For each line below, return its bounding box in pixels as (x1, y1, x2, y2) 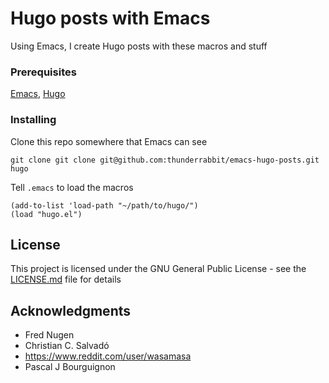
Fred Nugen (24, 329, 75, 341)
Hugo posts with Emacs (10, 7, 211, 30)
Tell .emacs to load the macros (10, 181, 134, 193)
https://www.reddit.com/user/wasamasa (24, 350, 192, 362)
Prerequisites (10, 65, 77, 79)
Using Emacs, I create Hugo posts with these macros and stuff (10, 40, 268, 52)
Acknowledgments (10, 302, 132, 319)
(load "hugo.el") (10, 209, 83, 219)
